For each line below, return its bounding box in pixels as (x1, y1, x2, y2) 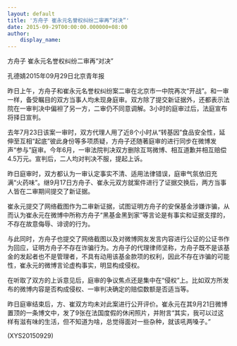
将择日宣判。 (7, 113, 44, 122)
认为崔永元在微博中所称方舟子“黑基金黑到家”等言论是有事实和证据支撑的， (13, 211, 229, 219)
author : (7, 30, 30, 37)
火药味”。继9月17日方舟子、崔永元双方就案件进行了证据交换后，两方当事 (16, 178, 227, 187)
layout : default (7, 10, 55, 18)
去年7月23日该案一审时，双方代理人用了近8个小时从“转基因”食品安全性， (7, 128, 220, 137)
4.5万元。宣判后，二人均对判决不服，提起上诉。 (7, 154, 147, 163)
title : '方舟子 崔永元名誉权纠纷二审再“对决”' (7, 17, 130, 24)
